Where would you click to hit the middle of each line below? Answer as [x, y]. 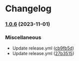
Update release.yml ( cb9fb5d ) [43, 48]
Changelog [28, 9]
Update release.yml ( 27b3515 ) [43, 54]
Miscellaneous [23, 38]
